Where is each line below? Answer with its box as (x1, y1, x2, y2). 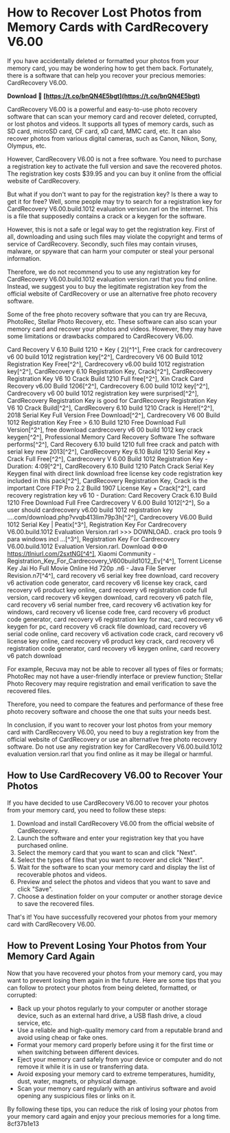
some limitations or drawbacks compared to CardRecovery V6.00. (7, 331, 194, 340)
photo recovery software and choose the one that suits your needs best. (7, 707, 211, 715)
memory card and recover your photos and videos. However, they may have (7, 325, 222, 333)
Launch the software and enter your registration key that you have (16, 834, 205, 842)
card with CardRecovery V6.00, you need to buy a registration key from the (7, 727, 220, 736)
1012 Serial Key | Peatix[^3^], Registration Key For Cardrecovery (7, 520, 187, 528)
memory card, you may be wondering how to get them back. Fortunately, (7, 64, 214, 72)
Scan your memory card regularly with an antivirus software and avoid (16, 1084, 216, 1093)
